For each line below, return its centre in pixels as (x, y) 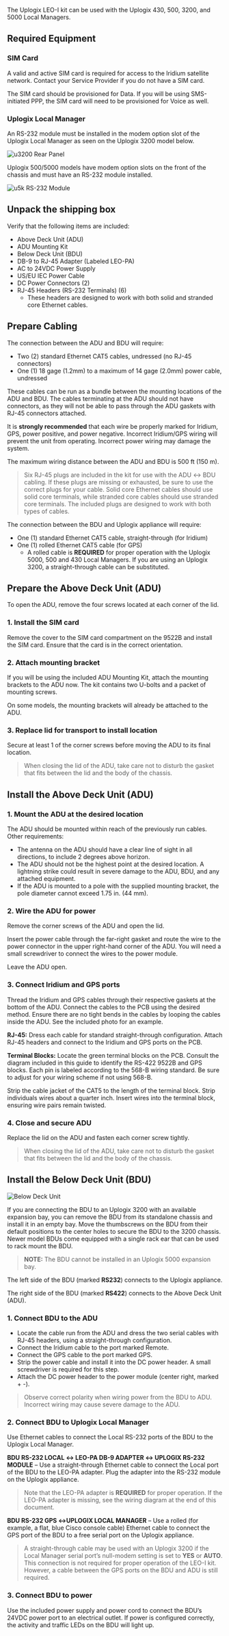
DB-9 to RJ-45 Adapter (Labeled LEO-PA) (76, 261)
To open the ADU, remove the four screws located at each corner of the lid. (113, 605)
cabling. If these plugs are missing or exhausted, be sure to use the (119, 482)
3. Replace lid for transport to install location (82, 730)
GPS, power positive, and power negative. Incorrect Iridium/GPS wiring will (112, 434)
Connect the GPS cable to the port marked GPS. (84, 1355)
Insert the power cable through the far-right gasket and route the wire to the (114, 939)
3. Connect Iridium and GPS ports (64, 984)
